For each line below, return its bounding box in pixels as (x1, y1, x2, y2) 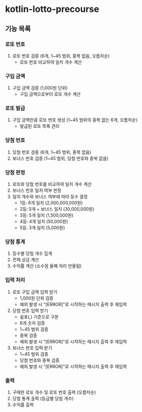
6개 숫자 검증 (19, 320, 46, 326)
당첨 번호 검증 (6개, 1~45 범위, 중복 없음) (12, 149, 92, 155)
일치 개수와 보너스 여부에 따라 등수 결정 (12, 194, 88, 200)
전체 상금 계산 (12, 257, 39, 263)
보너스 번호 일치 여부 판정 (12, 187, 62, 193)
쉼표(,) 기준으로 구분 (19, 314, 59, 320)
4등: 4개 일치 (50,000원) (19, 219, 68, 225)
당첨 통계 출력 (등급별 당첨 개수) (12, 395, 74, 401)
